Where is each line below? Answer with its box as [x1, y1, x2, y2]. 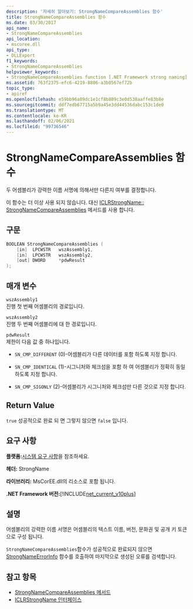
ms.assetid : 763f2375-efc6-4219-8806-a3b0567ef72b [6, 80, 133, 86]
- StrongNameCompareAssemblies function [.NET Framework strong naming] [6, 74, 188, 80]
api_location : [6, 36, 41, 42]
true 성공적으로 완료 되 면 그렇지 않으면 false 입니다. [6, 417, 128, 424]
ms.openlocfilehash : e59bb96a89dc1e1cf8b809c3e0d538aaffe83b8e [6, 96, 164, 102]
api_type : [6, 47, 31, 53]
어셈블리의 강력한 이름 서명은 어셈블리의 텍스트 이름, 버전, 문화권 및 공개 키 [6, 526, 177, 533]
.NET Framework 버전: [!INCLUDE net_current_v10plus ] [6, 490, 136, 497]
